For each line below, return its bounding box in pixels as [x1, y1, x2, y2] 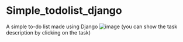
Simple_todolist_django [6, 4, 122, 17]
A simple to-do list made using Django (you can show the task [6, 23, 178, 30]
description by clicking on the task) [6, 29, 91, 36]
